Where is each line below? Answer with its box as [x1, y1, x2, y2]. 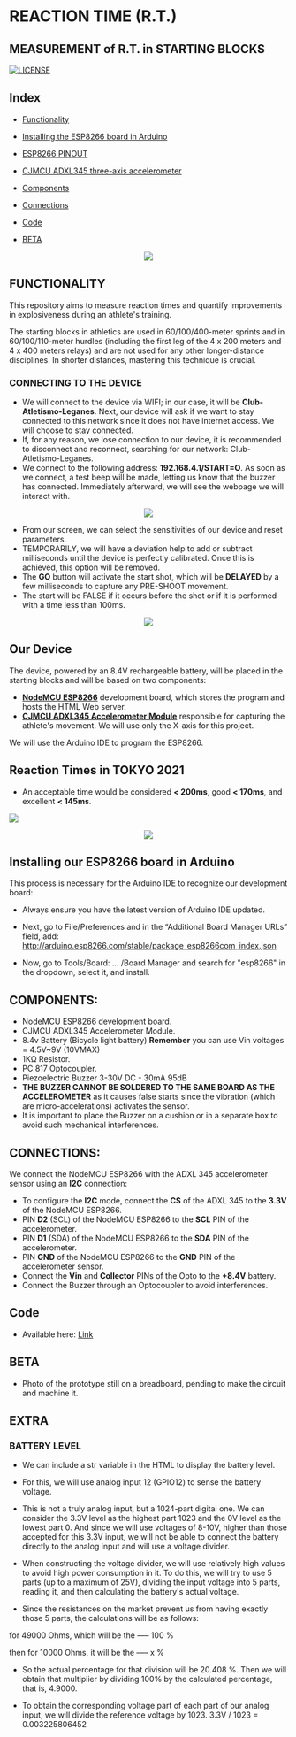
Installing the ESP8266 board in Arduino [21, 131, 168, 142]
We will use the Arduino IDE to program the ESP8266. [9, 737, 204, 748]
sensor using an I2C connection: [9, 1178, 128, 1188]
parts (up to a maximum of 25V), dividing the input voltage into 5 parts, [21, 1577, 281, 1587]
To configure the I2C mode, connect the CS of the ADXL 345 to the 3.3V [21, 1195, 287, 1205]
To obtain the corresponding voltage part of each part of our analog [21, 1701, 269, 1711]
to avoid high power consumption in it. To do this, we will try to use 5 [21, 1568, 272, 1579]
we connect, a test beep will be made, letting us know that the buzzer [21, 472, 276, 482]
